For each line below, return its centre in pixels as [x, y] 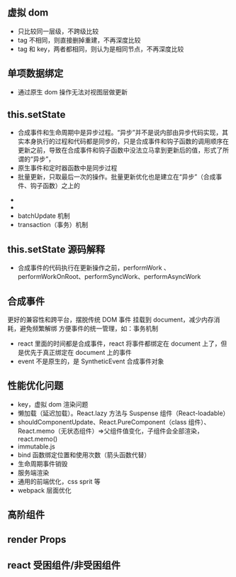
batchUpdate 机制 [44, 216]
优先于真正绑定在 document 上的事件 [78, 353]
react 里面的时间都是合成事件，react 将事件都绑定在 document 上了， [119, 344]
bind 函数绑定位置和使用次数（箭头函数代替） [84, 455]
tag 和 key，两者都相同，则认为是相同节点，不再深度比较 [101, 49]
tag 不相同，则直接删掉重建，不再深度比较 [79, 40]
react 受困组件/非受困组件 [64, 565]
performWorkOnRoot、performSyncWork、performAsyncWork [109, 277]
